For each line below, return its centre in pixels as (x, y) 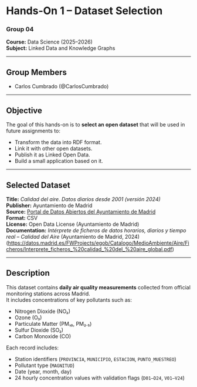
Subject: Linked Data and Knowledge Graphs (61, 48)
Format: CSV (22, 218)
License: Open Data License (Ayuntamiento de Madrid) (73, 224)
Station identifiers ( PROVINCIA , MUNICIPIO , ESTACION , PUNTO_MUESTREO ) (96, 359)
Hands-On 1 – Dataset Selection (84, 11)
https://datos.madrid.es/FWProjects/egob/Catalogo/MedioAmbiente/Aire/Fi (98, 243)
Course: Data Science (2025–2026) (49, 42)
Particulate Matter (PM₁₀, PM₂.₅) (53, 323)
